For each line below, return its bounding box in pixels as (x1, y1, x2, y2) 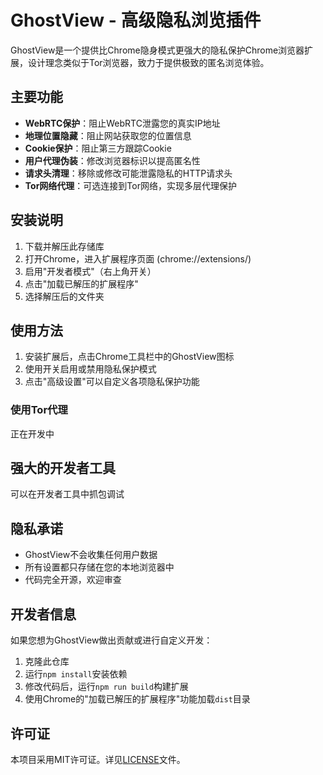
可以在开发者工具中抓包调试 (10, 488, 125, 500)
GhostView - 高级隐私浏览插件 (10, 9, 262, 32)
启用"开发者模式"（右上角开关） (24, 265, 157, 277)
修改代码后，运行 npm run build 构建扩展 (24, 681, 189, 693)
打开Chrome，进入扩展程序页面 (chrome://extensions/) (24, 252, 252, 265)
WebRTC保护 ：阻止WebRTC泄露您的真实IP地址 (24, 117, 221, 129)
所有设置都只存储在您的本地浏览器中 (24, 561, 175, 573)
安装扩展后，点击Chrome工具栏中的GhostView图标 (24, 351, 235, 363)
